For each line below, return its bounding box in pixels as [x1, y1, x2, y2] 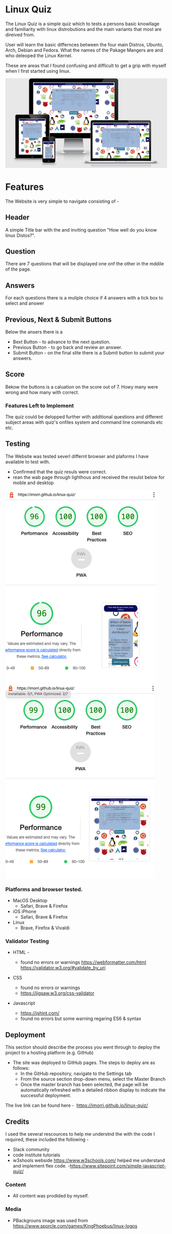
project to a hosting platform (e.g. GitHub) [5, 1050, 94, 1056]
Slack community [12, 1147, 50, 1153]
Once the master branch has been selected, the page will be [20, 1082, 148, 1088]
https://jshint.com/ [20, 1010, 60, 1016]
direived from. [5, 31, 35, 38]
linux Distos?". [5, 232, 35, 238]
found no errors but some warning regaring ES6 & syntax [20, 1015, 141, 1022]
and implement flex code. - [12, 1163, 70, 1169]
